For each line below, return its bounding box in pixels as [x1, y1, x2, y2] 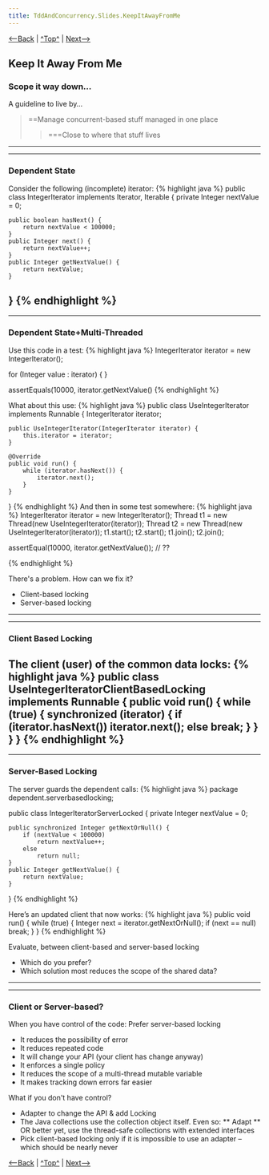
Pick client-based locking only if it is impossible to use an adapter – [19, 1134, 243, 1144]
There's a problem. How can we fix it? [8, 574, 134, 583]
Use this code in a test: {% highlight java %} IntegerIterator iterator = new [8, 345, 251, 355]
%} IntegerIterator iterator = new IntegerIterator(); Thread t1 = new [8, 510, 228, 519]
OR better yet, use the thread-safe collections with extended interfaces [19, 1125, 255, 1135]
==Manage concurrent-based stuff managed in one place [27, 115, 219, 124]
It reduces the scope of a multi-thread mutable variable [19, 1069, 203, 1079]
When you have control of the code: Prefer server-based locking [8, 1020, 222, 1029]
